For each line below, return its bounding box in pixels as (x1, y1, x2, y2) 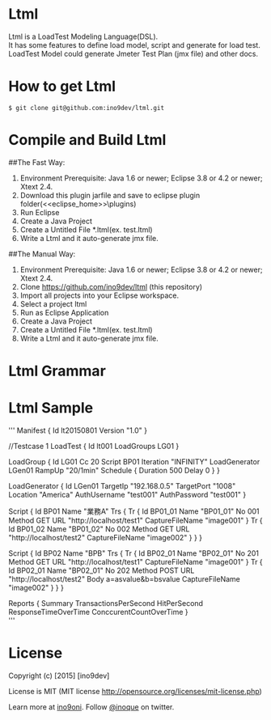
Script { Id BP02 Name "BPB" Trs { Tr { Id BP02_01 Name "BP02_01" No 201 (8, 548, 259, 558)
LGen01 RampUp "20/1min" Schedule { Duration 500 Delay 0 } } (8, 465, 220, 475)
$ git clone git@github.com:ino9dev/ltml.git (8, 104, 164, 112)
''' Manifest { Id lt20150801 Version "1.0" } (8, 426, 148, 435)
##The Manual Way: (8, 248, 76, 259)
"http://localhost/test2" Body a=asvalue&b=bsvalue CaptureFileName (8, 574, 240, 583)
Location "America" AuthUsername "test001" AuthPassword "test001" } (8, 489, 247, 499)
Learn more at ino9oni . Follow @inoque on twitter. (8, 701, 175, 712)
